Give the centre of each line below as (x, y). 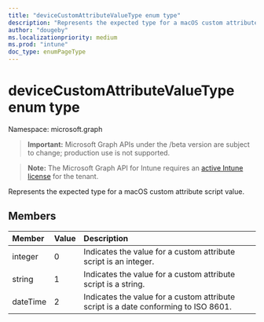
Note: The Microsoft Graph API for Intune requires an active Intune (135, 168)
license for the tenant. (63, 176)
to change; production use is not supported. (99, 152)
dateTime (29, 302)
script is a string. (114, 284)
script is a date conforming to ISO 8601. (158, 306)
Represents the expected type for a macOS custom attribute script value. (126, 191)
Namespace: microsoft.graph (55, 129)
